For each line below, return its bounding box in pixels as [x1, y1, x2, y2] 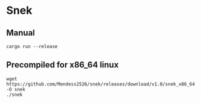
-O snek [6, 86, 26, 92]
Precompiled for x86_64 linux [6, 60, 119, 70]
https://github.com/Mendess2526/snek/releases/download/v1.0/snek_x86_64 [6, 81, 196, 87]
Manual [6, 28, 35, 38]
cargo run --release [6, 43, 58, 49]
